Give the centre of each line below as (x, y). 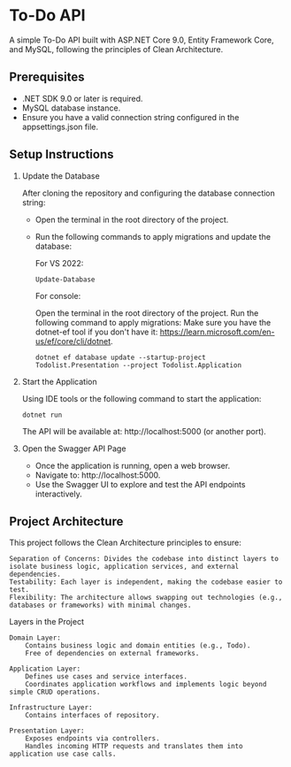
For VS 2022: (59, 263)
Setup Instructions (61, 154)
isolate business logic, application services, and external (124, 567)
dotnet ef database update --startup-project (120, 357)
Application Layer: (45, 669)
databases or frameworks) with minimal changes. (100, 606)
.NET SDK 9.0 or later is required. (82, 98)
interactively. (58, 494)
